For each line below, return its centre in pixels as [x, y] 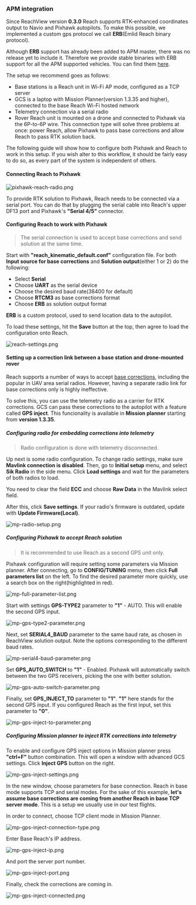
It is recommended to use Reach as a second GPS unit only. [92, 552]
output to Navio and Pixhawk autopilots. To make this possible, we [86, 28]
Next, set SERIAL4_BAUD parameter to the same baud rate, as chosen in [94, 634]
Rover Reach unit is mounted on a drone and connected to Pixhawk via [100, 118]
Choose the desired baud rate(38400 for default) [74, 291]
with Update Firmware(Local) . [43, 513]
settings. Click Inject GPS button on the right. [61, 763]
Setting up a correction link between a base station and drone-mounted [95, 357]
